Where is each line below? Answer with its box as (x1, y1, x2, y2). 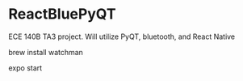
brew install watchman (8, 47, 83, 57)
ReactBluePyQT (8, 5, 116, 23)
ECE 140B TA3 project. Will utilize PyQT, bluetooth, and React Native (8, 32, 236, 41)
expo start (8, 62, 43, 73)
